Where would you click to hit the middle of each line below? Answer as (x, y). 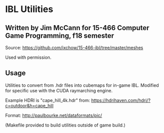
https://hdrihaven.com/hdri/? (121, 100)
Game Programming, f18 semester (60, 35)
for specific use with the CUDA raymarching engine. (59, 90)
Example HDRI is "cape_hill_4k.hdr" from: (48, 100)
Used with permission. (28, 57)
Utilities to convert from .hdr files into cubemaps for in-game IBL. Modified (82, 85)
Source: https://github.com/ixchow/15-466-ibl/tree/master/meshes (74, 48)
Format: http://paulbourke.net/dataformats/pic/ (54, 115)
